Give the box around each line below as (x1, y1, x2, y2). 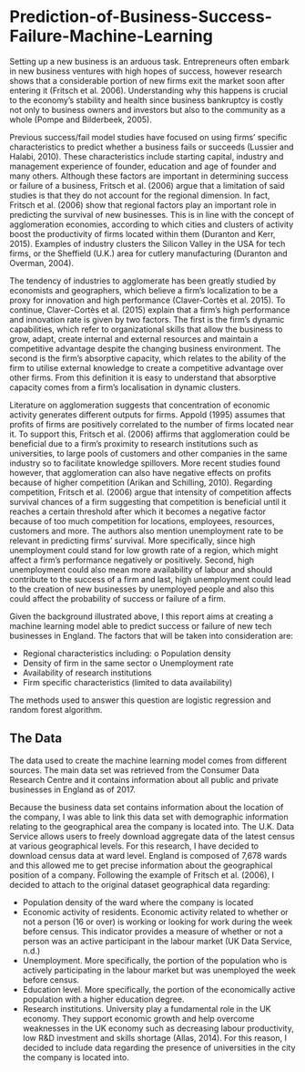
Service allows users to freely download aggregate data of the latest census (9, 830, 296, 841)
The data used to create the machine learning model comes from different (9, 755, 288, 766)
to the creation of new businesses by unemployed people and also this (9, 583, 275, 594)
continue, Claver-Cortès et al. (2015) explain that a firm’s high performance (9, 304, 290, 315)
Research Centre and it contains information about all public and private (9, 774, 280, 785)
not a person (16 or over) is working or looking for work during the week (22, 916, 293, 927)
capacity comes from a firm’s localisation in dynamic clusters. (9, 381, 241, 393)
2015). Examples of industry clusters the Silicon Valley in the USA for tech (9, 238, 286, 249)
